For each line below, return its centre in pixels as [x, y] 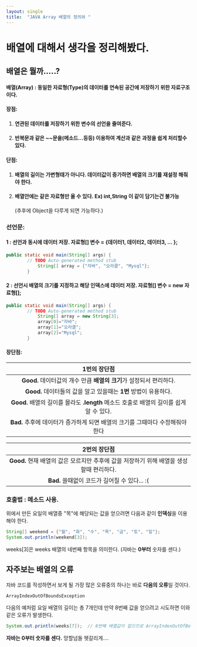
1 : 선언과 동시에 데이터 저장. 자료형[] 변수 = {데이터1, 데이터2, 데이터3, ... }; [92, 242]
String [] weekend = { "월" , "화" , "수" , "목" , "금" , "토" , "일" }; [83, 532]
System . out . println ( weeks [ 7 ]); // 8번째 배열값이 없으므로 [75, 626]
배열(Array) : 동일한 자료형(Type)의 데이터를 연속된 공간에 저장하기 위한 [88, 87]
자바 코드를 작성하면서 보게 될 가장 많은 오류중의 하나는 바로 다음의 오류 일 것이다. [98, 585]
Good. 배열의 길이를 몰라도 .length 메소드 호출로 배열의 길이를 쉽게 [98, 402]
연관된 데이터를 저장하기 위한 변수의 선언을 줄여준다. [74, 123]
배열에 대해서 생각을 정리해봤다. [78, 48]
